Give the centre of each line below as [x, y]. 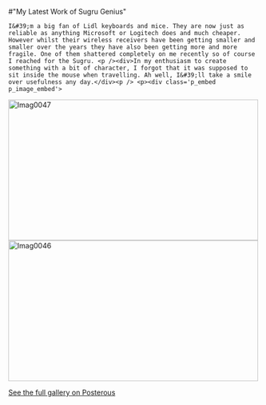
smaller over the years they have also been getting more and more [123, 47]
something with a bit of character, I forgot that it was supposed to [128, 68]
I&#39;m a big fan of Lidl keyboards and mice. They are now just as [127, 26]
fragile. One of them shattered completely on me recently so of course [132, 54]
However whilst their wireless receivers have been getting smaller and [132, 40]
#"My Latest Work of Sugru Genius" [67, 12]
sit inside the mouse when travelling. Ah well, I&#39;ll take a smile [130, 75]
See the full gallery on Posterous [62, 392]
